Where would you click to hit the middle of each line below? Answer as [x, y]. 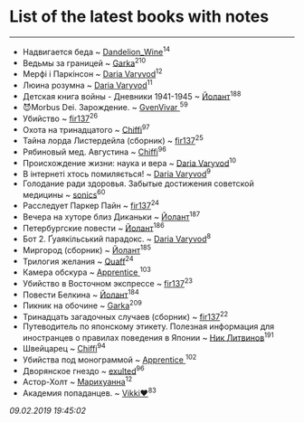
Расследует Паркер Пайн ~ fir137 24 [91, 205]
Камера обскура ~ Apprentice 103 [87, 271]
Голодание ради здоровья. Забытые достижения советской [138, 183]
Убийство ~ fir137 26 [60, 117]
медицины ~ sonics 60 [64, 193]
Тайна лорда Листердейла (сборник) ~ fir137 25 [113, 140]
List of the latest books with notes [139, 17]
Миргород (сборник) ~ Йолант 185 [87, 249]
